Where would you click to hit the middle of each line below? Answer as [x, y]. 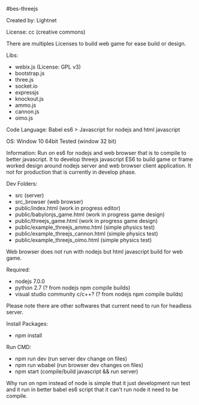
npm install [28, 335]
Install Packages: [27, 324]
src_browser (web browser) [49, 202]
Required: [18, 269]
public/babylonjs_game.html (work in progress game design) [90, 215]
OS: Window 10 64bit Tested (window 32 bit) [61, 141]
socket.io [26, 86]
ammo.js [25, 105]
